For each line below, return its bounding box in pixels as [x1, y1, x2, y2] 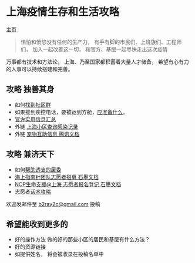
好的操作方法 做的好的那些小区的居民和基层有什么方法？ [14, 236, 150, 243]
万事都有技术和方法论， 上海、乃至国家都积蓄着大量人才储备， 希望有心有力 [6, 58, 189, 65]
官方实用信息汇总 [14, 116, 56, 123]
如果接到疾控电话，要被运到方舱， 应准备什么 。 [14, 108, 128, 115]
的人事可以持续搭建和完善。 [6, 65, 73, 72]
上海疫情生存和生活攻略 [6, 5, 120, 19]
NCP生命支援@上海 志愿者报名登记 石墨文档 [14, 180, 122, 188]
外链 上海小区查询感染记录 [14, 123, 78, 130]
